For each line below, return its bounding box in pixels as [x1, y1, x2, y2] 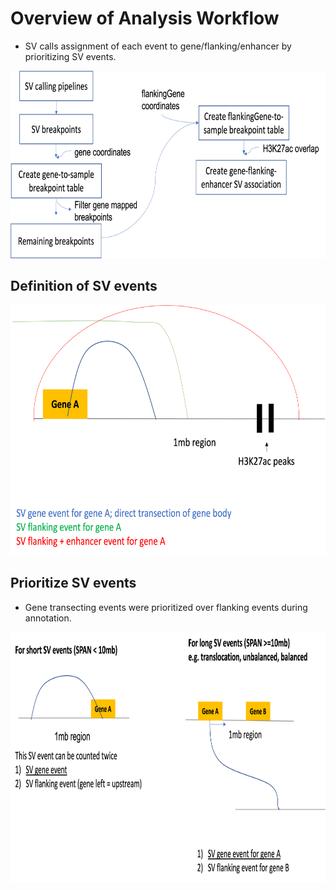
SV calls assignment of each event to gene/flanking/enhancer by [24, 40, 292, 52]
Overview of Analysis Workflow [10, 7, 280, 30]
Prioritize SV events [10, 575, 137, 592]
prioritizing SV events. [24, 50, 117, 62]
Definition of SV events [10, 278, 158, 295]
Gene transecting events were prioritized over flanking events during [24, 601, 308, 613]
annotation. [24, 612, 72, 624]
